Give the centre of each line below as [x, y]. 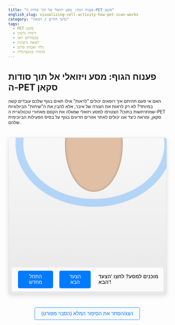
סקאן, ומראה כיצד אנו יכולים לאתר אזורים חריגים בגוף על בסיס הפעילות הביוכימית [85, 117]
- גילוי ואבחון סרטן [28, 47]
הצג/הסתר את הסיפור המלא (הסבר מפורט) [87, 313]
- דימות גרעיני [25, 33]
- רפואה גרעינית [26, 43]
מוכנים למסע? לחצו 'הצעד [128, 277]
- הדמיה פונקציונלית [29, 52]
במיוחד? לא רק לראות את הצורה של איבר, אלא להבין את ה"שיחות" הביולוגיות [81, 106]
